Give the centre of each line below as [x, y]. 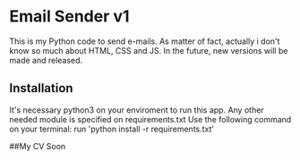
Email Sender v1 [69, 17]
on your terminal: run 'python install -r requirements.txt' [112, 129]
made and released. [46, 60]
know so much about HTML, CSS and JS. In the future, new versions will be [149, 50]
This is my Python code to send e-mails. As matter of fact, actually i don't [145, 41]
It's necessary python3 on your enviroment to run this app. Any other [137, 110]
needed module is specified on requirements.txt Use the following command [150, 119]
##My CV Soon [38, 146]
